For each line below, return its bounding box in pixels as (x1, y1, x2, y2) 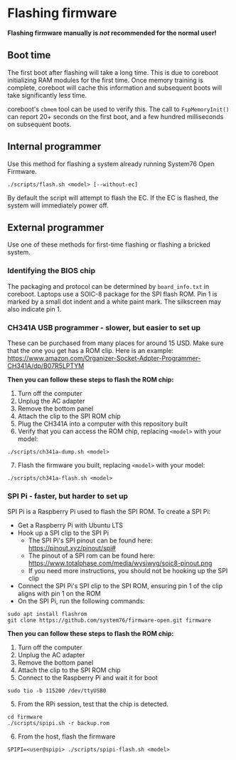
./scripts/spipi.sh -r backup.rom (7, 720, 110, 727)
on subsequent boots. (7, 120, 72, 128)
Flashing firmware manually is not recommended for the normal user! (7, 29, 217, 37)
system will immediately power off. (7, 201, 109, 210)
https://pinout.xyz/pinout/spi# (28, 544, 116, 553)
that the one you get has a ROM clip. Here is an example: (7, 346, 174, 354)
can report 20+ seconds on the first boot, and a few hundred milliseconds (7, 112, 224, 120)
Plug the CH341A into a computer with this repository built (17, 419, 188, 428)
